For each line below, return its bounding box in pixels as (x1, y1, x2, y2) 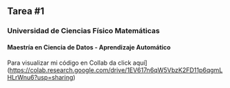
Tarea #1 (7, 5, 45, 17)
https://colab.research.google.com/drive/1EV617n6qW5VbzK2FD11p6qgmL (9, 65, 223, 74)
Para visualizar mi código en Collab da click (7, 58, 132, 67)
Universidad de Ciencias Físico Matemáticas (7, 26, 160, 36)
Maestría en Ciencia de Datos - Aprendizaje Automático (7, 43, 171, 51)
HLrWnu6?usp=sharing (7, 73, 73, 81)
